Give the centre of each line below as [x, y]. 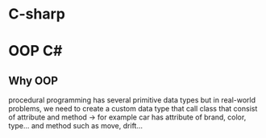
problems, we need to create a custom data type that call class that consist [133, 109]
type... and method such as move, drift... [76, 126]
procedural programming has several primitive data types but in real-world [132, 100]
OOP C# [35, 51]
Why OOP [33, 80]
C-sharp [37, 14]
